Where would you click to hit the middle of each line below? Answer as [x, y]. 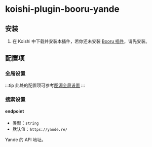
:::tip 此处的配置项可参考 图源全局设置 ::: [45, 85]
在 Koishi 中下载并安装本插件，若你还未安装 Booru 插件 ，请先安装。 [81, 41]
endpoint [15, 111]
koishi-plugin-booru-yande [62, 9]
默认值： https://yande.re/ [40, 129]
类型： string [25, 123]
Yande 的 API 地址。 [25, 140]
